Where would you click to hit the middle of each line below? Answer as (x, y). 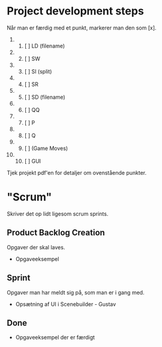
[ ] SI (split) (38, 71)
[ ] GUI (33, 161)
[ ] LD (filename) (45, 46)
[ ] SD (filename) (45, 97)
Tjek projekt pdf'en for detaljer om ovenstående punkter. (77, 172)
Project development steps (76, 11)
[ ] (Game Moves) (46, 148)
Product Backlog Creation (56, 233)
